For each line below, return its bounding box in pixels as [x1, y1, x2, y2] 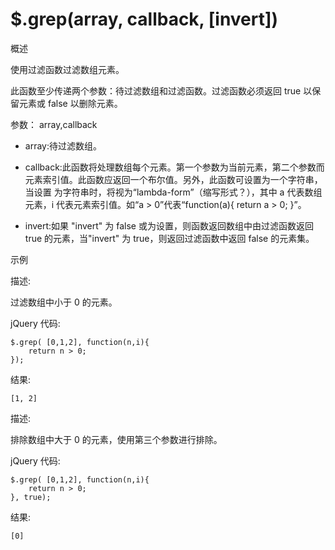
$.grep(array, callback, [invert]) [10, 8, 279, 31]
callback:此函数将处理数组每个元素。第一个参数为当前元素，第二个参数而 [24, 161, 325, 173]
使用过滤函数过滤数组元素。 [10, 63, 125, 75]
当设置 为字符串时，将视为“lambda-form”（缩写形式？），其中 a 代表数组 [24, 186, 323, 198]
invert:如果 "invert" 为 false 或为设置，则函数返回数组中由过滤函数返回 [24, 219, 314, 232]
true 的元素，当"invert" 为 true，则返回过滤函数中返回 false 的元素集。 [24, 232, 315, 244]
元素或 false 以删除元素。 [18, 97, 123, 109]
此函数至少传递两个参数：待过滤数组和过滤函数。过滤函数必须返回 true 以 [10, 84, 313, 97]
